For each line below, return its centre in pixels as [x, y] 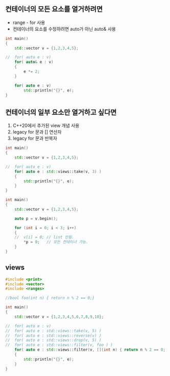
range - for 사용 [29, 23]
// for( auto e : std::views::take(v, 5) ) [53, 331]
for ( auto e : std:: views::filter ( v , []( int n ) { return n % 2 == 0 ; [90, 350]
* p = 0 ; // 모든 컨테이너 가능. [56, 242]
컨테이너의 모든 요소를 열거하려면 [54, 9]
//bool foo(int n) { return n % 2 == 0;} [50, 298]
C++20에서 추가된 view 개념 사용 [46, 126]
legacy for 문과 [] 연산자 [37, 132]
